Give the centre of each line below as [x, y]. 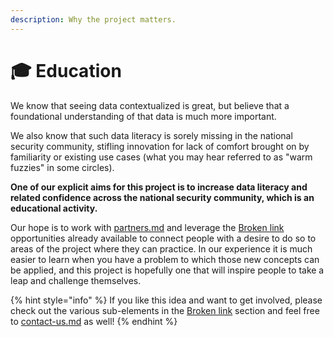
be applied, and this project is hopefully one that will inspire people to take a [167, 270]
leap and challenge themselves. [76, 280]
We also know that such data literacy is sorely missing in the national [151, 135]
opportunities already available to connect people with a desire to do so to [163, 238]
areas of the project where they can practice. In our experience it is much [161, 248]
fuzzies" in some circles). [62, 167]
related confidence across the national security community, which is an [162, 197]
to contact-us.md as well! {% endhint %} [94, 321]
